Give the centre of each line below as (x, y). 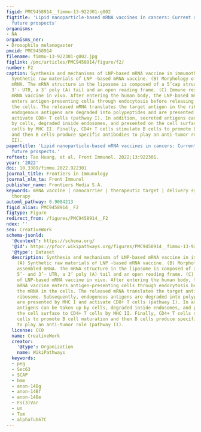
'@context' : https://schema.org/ (53, 241)
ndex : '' (17, 224)
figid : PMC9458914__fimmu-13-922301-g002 (59, 12)
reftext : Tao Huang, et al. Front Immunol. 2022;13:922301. (83, 157)
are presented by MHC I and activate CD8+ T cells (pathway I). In (103, 302)
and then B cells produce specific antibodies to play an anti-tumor (100, 135)
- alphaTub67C (29, 419)
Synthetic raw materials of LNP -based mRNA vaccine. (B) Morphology (100, 79)
